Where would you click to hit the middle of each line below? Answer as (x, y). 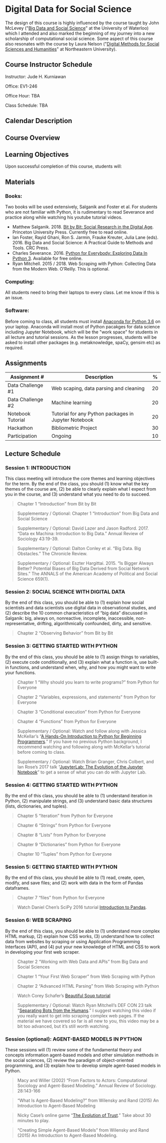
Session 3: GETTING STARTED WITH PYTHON (61, 646)
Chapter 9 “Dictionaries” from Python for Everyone (69, 845)
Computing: (20, 281)
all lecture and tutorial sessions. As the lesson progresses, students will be (81, 337)
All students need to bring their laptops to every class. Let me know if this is (82, 292)
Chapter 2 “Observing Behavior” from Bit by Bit (65, 633)
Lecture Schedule (33, 454)
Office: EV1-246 (21, 86)
